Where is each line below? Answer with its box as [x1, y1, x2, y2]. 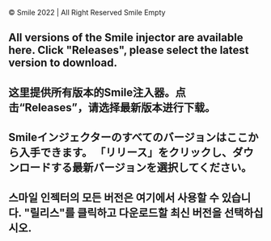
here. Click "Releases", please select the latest [8, 44, 249, 57]
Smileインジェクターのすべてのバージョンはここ [8, 131, 248, 144]
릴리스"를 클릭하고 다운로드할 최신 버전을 [29, 206, 222, 219]
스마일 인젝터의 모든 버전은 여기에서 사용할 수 [8, 190, 220, 205]
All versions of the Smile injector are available [8, 31, 244, 44]
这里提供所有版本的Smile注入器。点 [8, 85, 186, 99]
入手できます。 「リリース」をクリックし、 [19, 146, 233, 160]
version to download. [8, 56, 117, 70]
